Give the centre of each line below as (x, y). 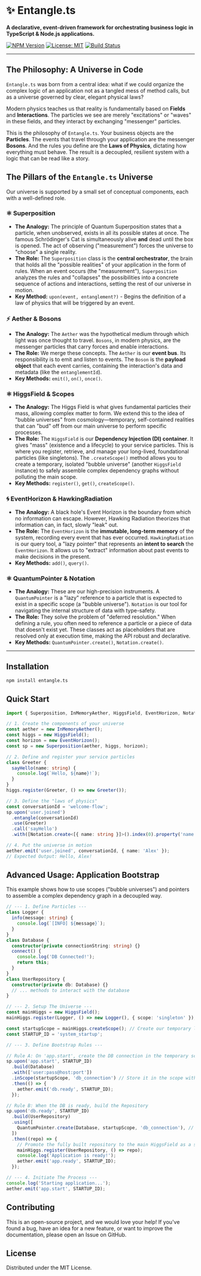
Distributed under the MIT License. (49, 1268)
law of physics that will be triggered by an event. (75, 302)
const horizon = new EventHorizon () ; (53, 741)
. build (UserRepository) (41, 1117)
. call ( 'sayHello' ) (35, 829)
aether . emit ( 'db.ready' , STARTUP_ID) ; (65, 1089)
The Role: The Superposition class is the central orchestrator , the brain (104, 258)
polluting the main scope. (46, 477)
